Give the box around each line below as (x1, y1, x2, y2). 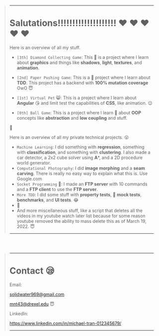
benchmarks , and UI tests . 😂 (16, 197, 79, 203)
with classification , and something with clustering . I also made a (16, 149, 151, 155)
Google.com (16, 175, 42, 181)
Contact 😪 (9, 265, 55, 277)
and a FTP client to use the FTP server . (16, 186, 98, 192)
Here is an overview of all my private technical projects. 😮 (9, 134, 129, 140)
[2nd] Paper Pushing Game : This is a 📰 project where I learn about (16, 74, 151, 80)
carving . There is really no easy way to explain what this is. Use (16, 170, 148, 176)
